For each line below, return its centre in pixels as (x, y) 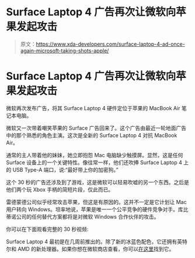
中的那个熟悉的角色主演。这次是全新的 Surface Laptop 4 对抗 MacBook (92, 135)
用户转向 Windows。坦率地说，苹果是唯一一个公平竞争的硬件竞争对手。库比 (97, 209)
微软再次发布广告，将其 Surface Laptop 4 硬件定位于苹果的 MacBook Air (93, 108)
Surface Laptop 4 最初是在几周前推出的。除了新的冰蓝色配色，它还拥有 (92, 242)
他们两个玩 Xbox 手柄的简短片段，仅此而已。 (60, 189)
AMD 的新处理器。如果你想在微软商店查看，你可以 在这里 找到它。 (96, 249)
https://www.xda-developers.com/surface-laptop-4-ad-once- (110, 44)
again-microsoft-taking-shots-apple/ (65, 50)
